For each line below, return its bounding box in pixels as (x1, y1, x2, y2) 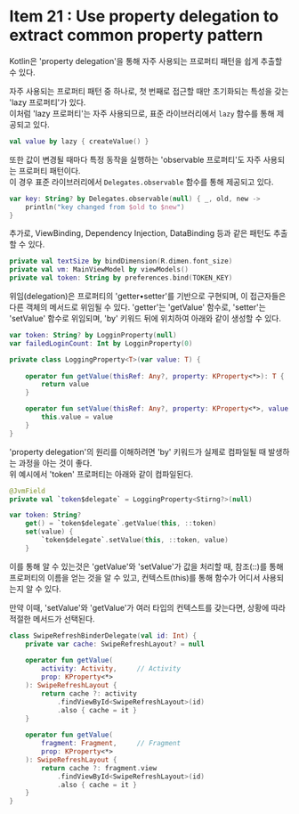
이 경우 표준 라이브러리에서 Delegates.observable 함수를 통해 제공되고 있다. (9, 176, 274, 187)
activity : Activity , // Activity (41, 664, 181, 673)
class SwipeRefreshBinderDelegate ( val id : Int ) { (9, 631, 198, 640)
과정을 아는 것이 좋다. (18, 457, 93, 468)
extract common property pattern (9, 25, 263, 45)
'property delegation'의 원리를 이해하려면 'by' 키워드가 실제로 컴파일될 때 (9, 446, 267, 457)
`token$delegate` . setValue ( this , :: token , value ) (41, 536, 229, 545)
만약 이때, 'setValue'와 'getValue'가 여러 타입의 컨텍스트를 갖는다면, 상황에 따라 (9, 602, 287, 613)
